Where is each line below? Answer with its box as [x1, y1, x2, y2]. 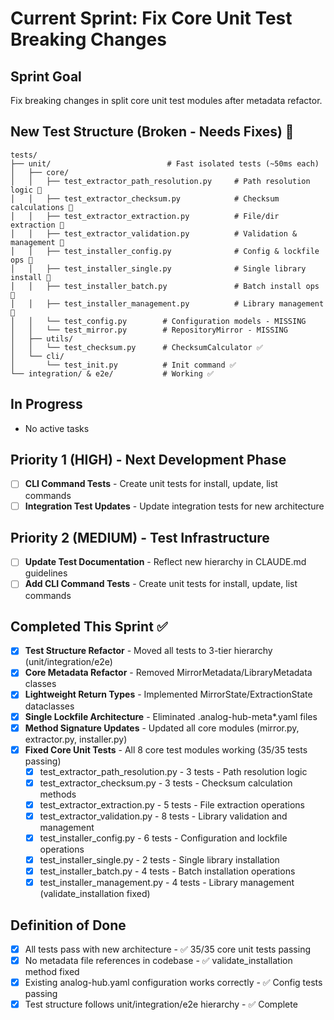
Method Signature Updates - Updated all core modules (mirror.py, [24, 722, 300, 734]
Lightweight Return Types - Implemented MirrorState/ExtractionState [24, 688, 313, 701]
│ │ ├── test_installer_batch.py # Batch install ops [10, 281, 320, 291]
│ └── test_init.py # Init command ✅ [10, 360, 237, 370]
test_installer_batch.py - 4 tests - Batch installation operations [39, 865, 296, 877]
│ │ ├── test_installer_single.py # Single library [10, 263, 307, 274]
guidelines [24, 567, 68, 579]
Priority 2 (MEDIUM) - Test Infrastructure [10, 529, 270, 546]
